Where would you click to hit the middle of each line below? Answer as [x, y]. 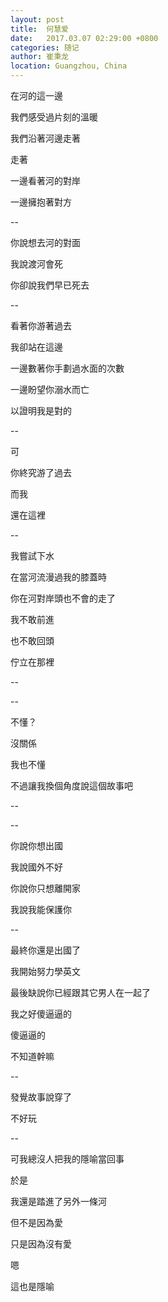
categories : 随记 [45, 47]
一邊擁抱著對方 [41, 202]
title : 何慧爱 [39, 29]
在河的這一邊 [36, 95]
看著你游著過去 [41, 325]
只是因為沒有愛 [41, 1244]
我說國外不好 [36, 867]
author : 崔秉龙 [39, 57]
